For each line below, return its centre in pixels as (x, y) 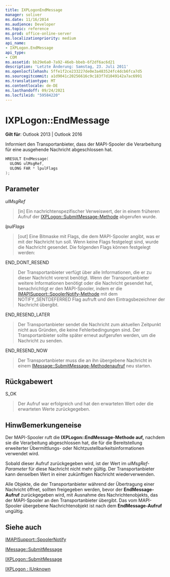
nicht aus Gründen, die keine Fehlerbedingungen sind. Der (79, 330)
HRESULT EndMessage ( (27, 159)
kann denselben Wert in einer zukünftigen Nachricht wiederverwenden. (80, 474)
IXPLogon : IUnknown (28, 569)
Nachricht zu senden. (40, 340)
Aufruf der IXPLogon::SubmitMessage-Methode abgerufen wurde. (87, 216)
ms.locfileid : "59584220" (33, 95)
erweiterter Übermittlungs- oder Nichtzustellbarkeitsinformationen (75, 448)
